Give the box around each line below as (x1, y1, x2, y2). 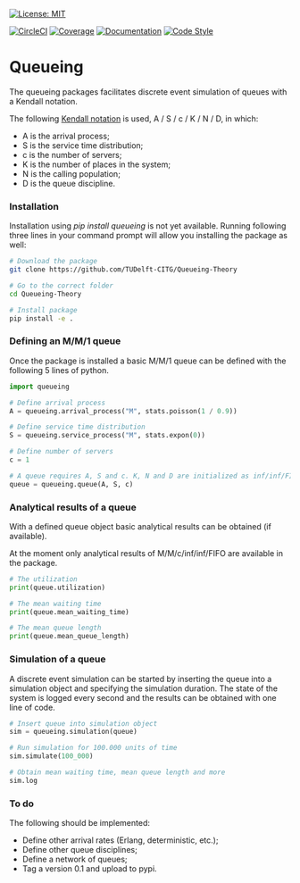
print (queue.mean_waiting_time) (9, 607, 129, 616)
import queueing (9, 382, 70, 391)
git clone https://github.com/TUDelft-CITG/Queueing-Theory (9, 265, 238, 274)
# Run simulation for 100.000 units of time (9, 744, 178, 753)
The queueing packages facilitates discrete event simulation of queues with (9, 86, 287, 97)
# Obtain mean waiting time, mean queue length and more (9, 768, 226, 777)
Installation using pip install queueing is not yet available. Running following (9, 221, 287, 231)
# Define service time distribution (9, 422, 146, 432)
